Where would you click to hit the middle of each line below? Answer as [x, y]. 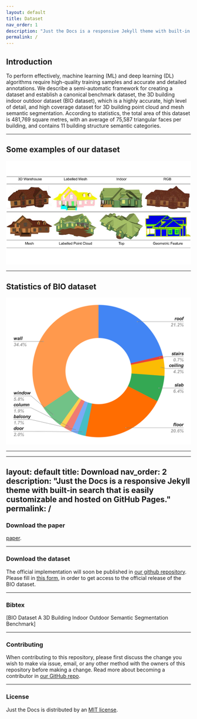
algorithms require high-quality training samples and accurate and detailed [96, 82]
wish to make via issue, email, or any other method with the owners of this [96, 664]
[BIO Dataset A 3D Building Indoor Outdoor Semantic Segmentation [87, 617]
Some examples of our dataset [63, 150]
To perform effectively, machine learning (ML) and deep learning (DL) [90, 76]
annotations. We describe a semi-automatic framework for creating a [89, 88]
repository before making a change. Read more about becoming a [86, 670]
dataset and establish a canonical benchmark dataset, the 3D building [90, 94]
